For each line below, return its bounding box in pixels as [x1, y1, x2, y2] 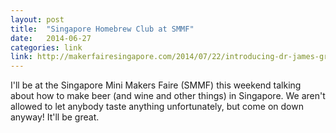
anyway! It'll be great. [10, 111, 100, 123]
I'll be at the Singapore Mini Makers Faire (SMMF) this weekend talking [10, 79, 302, 91]
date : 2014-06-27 [10, 33, 92, 43]
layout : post [10, 14, 65, 25]
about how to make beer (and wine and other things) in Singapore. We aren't [10, 90, 326, 102]
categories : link [10, 42, 83, 53]
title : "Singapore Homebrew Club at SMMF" [10, 24, 195, 34]
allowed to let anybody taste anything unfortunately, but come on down [10, 101, 304, 113]
